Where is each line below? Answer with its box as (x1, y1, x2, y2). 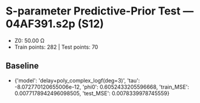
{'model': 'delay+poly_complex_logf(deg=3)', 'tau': (14, 76, 140, 84)
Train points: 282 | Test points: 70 (14, 43, 98, 51)
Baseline (5, 61, 39, 71)
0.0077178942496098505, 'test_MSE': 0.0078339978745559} (14, 89, 170, 97)
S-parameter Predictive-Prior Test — (5, 4, 194, 18)
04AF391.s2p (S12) (5, 17, 104, 31)
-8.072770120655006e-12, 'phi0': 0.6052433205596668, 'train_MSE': (14, 83, 190, 90)
